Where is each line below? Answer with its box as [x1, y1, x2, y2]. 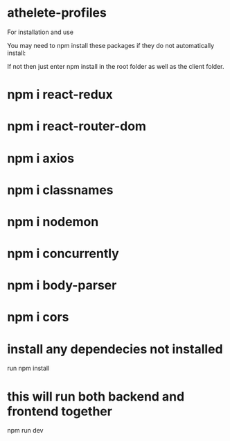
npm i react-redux [7, 87, 113, 102]
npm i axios [7, 150, 75, 166]
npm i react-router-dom [7, 118, 147, 134]
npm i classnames [7, 182, 114, 198]
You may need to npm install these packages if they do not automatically [7, 41, 215, 49]
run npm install [7, 364, 50, 373]
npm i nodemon [7, 214, 99, 230]
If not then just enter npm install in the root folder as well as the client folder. [7, 62, 224, 70]
